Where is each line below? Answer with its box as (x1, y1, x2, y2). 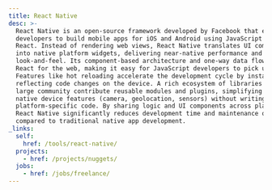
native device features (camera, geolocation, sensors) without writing (15, 95, 266, 103)
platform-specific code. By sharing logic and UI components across (15, 102, 252, 110)
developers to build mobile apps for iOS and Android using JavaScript (15, 34, 263, 43)
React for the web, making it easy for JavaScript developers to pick (15, 65, 259, 73)
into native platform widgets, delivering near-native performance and (15, 49, 263, 57)
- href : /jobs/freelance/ (23, 170, 111, 178)
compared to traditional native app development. (15, 117, 186, 125)
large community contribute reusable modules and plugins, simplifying (15, 87, 263, 95)
